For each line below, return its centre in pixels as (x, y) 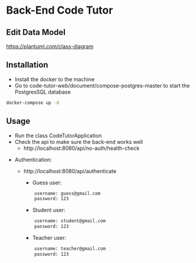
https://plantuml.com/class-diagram (50, 46)
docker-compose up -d (33, 102)
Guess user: (47, 182)
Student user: (49, 210)
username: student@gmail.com (70, 221)
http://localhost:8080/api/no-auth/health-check (81, 148)
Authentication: (33, 159)
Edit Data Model (36, 32)
